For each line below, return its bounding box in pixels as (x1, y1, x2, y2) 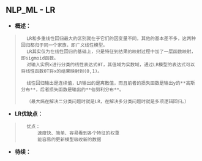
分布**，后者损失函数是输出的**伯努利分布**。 (20, 86, 124, 93)
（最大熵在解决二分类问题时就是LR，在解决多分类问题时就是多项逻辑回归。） (26, 98, 189, 104)
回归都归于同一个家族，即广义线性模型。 (20, 42, 108, 48)
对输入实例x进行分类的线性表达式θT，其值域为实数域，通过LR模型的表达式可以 (26, 61, 195, 68)
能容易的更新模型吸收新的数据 (37, 136, 102, 143)
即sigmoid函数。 (20, 55, 59, 61)
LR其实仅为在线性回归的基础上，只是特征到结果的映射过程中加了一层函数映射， (26, 49, 196, 55)
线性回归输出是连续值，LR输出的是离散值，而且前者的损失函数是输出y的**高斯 (26, 80, 195, 86)
